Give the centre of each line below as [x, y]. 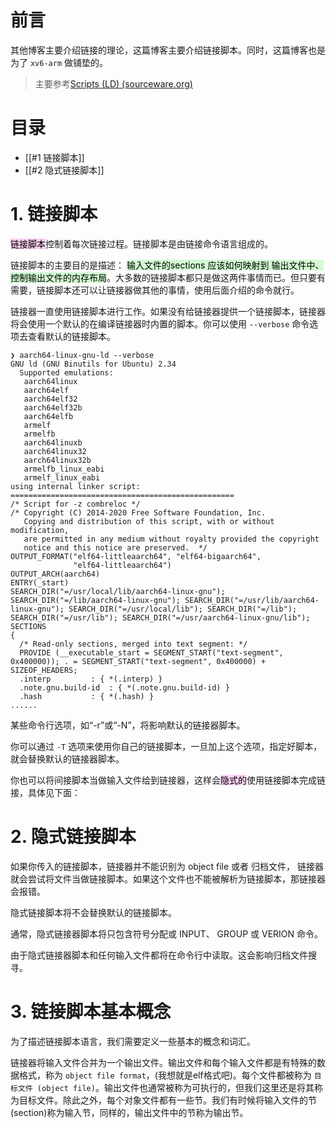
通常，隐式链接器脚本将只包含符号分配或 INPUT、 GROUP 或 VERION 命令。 [167, 933]
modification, [40, 530]
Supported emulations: [66, 372]
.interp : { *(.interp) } [91, 679]
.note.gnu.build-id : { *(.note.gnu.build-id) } [124, 687]
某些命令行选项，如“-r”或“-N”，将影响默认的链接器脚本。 [128, 725]
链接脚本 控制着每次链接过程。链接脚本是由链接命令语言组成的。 [141, 243]
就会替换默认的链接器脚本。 [67, 758]
